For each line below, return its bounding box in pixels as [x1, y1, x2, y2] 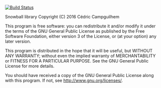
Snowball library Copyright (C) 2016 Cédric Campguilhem [5, 14, 119, 19]
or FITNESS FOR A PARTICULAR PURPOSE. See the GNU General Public [5, 58, 149, 63]
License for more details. [5, 63, 55, 69]
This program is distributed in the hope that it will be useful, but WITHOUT [5, 48, 153, 53]
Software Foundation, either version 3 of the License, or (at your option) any [5, 34, 157, 39]
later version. [5, 38, 31, 44]
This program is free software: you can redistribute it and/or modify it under [5, 23, 156, 29]
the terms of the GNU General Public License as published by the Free [5, 28, 145, 34]
